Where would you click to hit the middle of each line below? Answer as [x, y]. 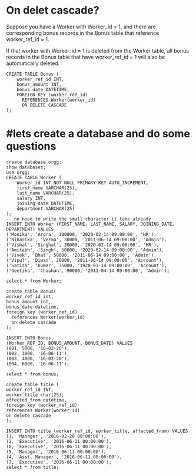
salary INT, [31, 198]
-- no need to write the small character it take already [79, 219]
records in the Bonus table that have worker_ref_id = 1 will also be [86, 57]
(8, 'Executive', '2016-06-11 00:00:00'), [59, 446]
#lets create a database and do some [98, 134]
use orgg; [18, 172]
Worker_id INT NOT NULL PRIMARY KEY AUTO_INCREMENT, [83, 183]
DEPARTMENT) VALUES [30, 229]
